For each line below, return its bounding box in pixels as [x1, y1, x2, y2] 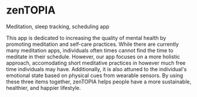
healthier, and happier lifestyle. [6, 84, 81, 91]
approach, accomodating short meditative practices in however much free [6, 59, 186, 66]
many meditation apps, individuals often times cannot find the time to [6, 46, 173, 53]
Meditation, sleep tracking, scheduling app [6, 23, 110, 30]
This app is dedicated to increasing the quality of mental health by [6, 34, 166, 41]
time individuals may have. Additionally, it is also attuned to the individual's [6, 65, 187, 72]
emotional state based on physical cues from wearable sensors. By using [6, 72, 183, 79]
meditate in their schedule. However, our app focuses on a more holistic [6, 53, 181, 60]
